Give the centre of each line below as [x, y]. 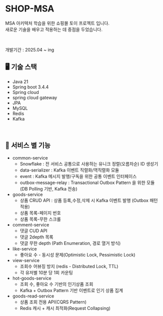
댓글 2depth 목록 [36, 237]
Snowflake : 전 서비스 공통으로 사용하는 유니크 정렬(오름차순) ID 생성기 [89, 163]
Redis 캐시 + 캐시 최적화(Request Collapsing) [65, 308]
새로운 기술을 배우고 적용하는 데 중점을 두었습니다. [54, 29]
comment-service [31, 224]
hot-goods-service [32, 278]
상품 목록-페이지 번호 [40, 212]
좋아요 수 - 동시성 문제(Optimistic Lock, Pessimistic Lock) [78, 254]
